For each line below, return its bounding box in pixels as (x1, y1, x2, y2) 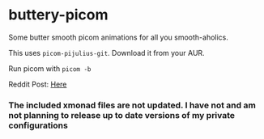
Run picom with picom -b (8, 63, 92, 74)
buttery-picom (8, 6, 109, 24)
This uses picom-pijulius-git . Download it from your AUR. (8, 48, 205, 57)
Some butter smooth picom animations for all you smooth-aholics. (8, 32, 229, 42)
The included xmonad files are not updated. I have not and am (8, 99, 257, 111)
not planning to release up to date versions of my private (8, 109, 236, 120)
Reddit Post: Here (8, 79, 67, 89)
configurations (8, 120, 69, 131)
